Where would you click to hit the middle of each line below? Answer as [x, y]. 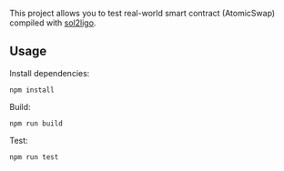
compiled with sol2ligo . [53, 23]
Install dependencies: [50, 73]
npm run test [34, 157]
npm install [32, 90]
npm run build [36, 123]
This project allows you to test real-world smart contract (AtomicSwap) [142, 13]
